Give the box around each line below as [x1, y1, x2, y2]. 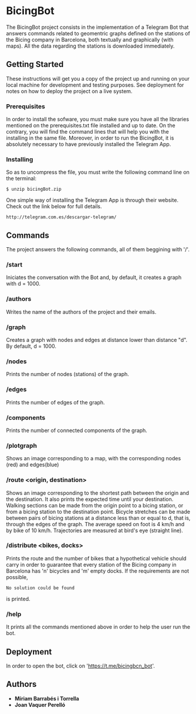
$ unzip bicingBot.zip [6, 187, 62, 192]
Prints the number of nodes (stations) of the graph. [6, 371, 129, 378]
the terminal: [6, 175, 37, 182]
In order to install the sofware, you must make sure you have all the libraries [6, 116, 190, 123]
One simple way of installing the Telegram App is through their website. [6, 197, 179, 204]
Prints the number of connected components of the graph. [6, 427, 148, 434]
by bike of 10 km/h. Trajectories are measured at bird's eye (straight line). [6, 527, 183, 534]
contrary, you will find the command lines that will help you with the [6, 128, 169, 135]
